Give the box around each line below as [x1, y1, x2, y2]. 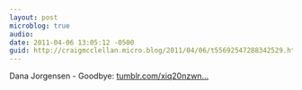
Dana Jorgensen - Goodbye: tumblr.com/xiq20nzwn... [9, 70, 209, 81]
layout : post [9, 12, 58, 22]
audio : [9, 29, 34, 38]
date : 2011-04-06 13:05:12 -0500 [9, 37, 135, 47]
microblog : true [9, 21, 70, 30]
